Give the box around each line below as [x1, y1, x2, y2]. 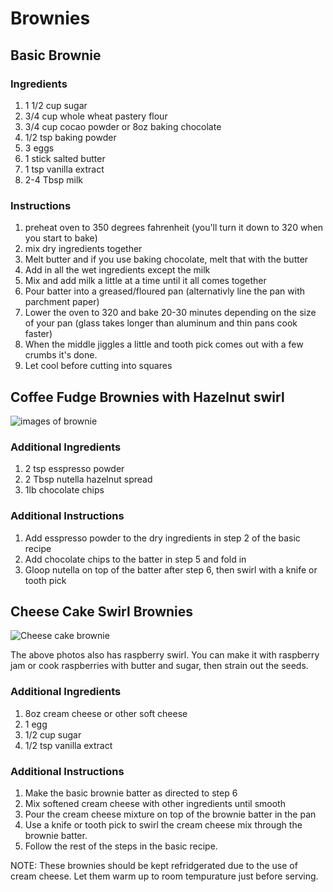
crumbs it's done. [24, 349, 98, 361]
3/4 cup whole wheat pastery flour [24, 110, 168, 122]
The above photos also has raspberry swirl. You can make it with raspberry [10, 649, 320, 661]
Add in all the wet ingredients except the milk [24, 264, 211, 276]
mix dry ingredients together [24, 243, 143, 255]
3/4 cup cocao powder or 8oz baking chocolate [24, 120, 222, 132]
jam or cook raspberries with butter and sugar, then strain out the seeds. [10, 660, 309, 672]
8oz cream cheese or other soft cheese [24, 707, 188, 719]
